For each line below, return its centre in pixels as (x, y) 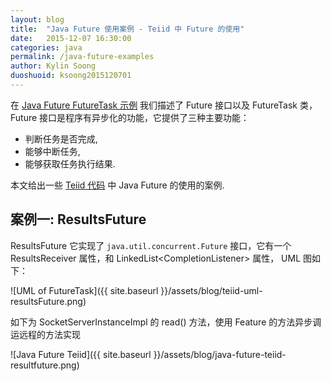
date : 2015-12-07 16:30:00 (71, 38)
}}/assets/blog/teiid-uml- (211, 290)
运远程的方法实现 (45, 334)
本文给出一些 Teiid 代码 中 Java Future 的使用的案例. (117, 185)
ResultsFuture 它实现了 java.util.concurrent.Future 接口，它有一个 (151, 245)
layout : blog (37, 19)
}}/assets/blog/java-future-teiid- (220, 354)
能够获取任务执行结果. (70, 163)
